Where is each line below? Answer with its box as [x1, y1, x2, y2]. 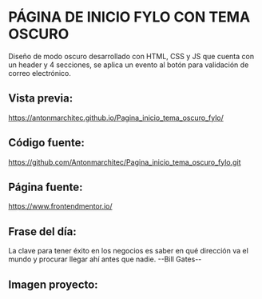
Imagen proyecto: [8, 277, 98, 291]
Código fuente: [8, 136, 85, 149]
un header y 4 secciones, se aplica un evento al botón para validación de [8, 60, 249, 70]
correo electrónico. [8, 68, 72, 78]
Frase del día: [8, 225, 77, 238]
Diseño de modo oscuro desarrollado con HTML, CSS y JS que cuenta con [8, 51, 254, 61]
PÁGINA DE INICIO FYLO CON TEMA [8, 8, 251, 26]
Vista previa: [8, 92, 73, 106]
